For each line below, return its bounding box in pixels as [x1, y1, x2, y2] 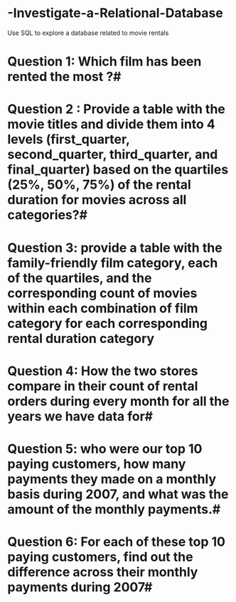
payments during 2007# [7, 579, 153, 596]
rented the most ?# [7, 69, 122, 85]
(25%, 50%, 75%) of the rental [7, 176, 192, 193]
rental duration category [7, 330, 155, 347]
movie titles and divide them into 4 [7, 116, 215, 132]
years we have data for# [7, 408, 154, 424]
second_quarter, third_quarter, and [7, 147, 218, 163]
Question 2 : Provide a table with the [7, 101, 226, 117]
